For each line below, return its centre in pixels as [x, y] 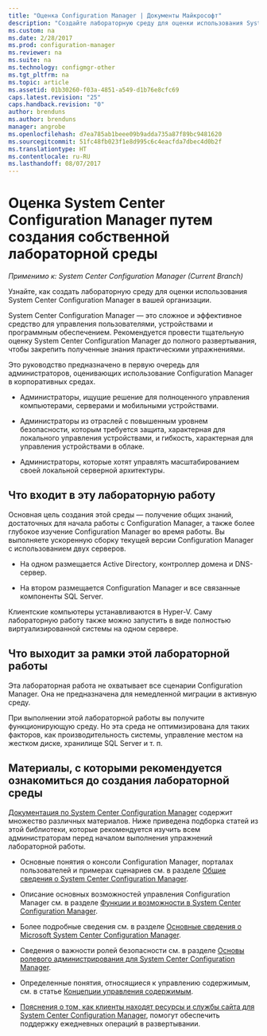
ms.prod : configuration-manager [62, 45]
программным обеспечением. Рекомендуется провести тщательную [126, 332]
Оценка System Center [87, 203]
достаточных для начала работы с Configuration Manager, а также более [132, 523]
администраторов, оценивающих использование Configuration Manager [131, 373]
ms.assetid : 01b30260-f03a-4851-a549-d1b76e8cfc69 [94, 90]
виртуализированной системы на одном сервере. [93, 628]
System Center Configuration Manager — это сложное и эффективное [125, 316]
